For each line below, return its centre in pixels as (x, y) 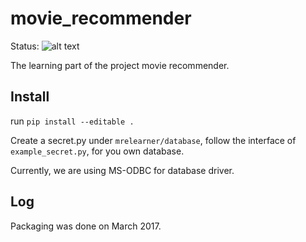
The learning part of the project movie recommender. (120, 65)
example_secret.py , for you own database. (97, 151)
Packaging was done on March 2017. (86, 226)
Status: (25, 46)
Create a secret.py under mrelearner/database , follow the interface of (153, 140)
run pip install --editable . (72, 121)
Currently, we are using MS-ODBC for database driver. (122, 170)
